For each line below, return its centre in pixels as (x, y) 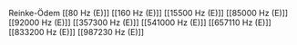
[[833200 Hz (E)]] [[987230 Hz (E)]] (77, 32)
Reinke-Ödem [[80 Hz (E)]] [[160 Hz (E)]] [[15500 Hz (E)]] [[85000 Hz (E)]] (148, 13)
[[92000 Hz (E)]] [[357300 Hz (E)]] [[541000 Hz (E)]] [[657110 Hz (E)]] (140, 22)
